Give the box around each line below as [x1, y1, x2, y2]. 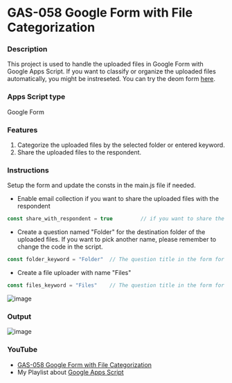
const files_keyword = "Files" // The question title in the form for [7, 282, 225, 289]
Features [7, 125, 38, 134]
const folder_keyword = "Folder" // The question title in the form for [7, 256, 225, 263]
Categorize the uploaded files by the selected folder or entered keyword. [17, 141, 225, 150]
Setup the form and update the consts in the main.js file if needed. [7, 181, 196, 190]
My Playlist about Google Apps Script [17, 368, 124, 376]
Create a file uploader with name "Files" [17, 269, 132, 277]
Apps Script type [7, 92, 66, 102]
